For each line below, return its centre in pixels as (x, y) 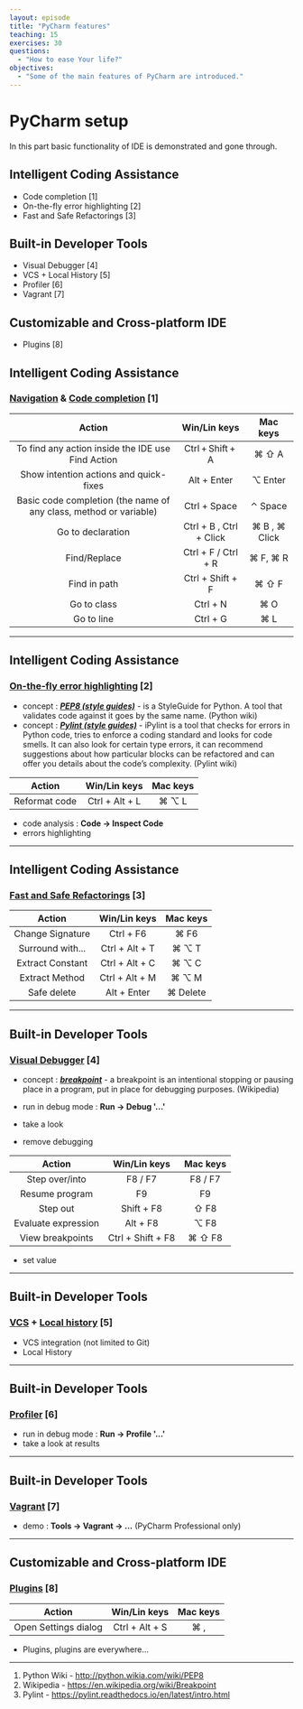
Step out (56, 1208)
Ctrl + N (210, 604)
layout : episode (40, 18)
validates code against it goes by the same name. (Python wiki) (140, 715)
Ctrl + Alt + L (114, 801)
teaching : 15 (34, 34)
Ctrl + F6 (128, 933)
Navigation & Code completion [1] (84, 398)
